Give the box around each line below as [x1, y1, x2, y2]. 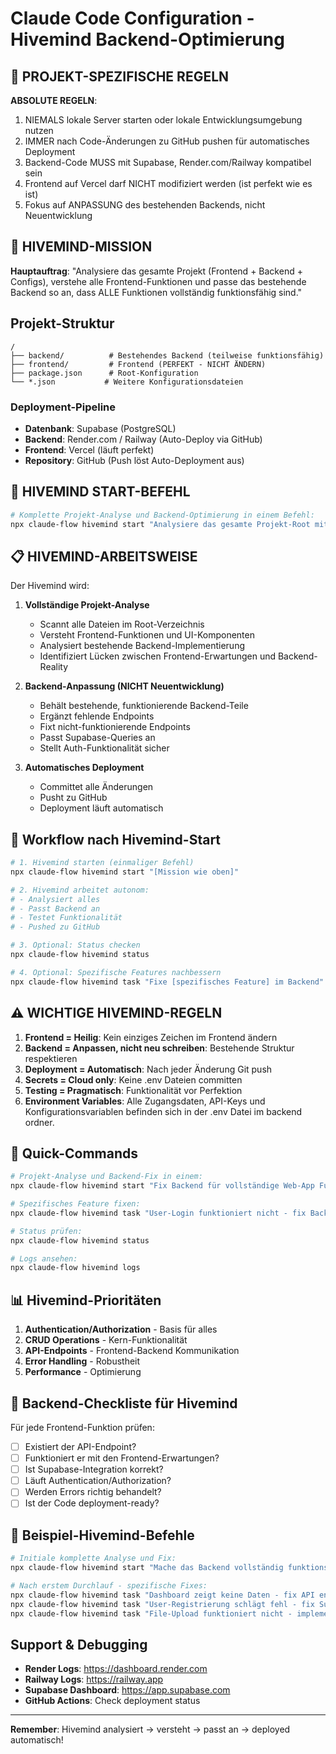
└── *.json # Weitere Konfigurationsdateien [10, 377, 244, 387]
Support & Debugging [10, 1636, 148, 1653]
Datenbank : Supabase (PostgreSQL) [24, 422, 177, 434]
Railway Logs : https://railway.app [24, 1673, 164, 1686]
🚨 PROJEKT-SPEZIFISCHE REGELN [10, 68, 230, 85]
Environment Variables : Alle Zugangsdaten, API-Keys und [24, 1095, 266, 1107]
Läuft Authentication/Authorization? [24, 1475, 172, 1487]
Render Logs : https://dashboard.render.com [24, 1663, 208, 1675]
